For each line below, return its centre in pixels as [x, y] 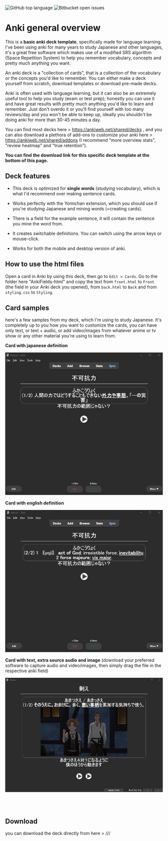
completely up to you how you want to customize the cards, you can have [81, 325]
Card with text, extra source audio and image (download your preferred [80, 660]
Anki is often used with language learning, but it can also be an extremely [81, 93]
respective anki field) [27, 671]
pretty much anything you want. [38, 63]
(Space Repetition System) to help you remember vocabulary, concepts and [83, 58]
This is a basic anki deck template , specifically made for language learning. [83, 42]
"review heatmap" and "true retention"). [46, 145]
